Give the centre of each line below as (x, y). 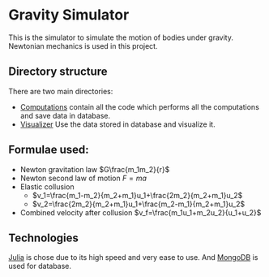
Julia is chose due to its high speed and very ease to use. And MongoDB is (133, 258)
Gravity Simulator (69, 15)
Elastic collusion (47, 186)
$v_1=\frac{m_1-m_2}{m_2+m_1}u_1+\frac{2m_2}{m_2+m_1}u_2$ (137, 195)
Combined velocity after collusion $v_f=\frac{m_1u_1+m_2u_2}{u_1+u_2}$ (141, 212)
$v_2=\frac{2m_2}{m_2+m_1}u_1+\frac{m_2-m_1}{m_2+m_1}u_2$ (139, 204)
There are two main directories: (61, 91)
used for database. (40, 266)
